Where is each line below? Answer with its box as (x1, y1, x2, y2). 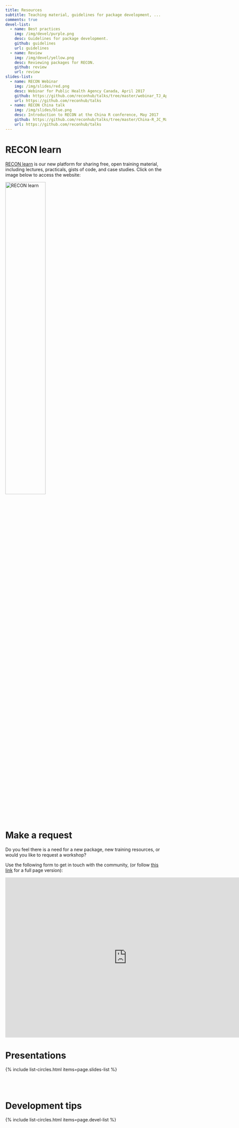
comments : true (5, 17, 38, 22)
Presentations (5, 1050, 66, 1061)
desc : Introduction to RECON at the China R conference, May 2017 (14, 112, 159, 118)
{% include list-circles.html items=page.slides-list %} (5, 1067, 117, 1073)
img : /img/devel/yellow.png (14, 55, 74, 60)
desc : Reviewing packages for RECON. (14, 60, 95, 65)
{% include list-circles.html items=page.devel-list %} (5, 1117, 116, 1123)
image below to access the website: (5, 172, 81, 178)
